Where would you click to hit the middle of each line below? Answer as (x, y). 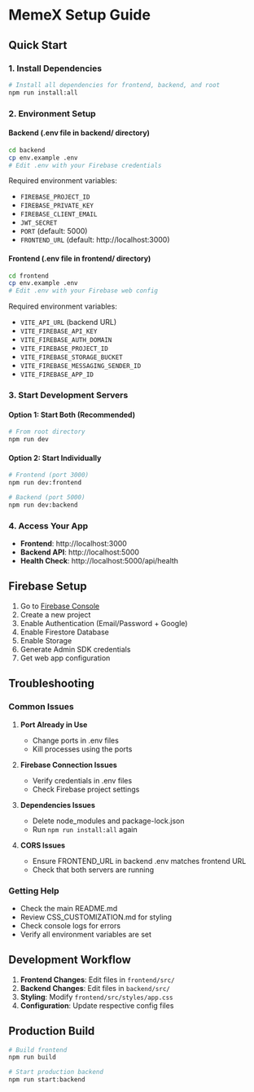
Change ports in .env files (76, 740)
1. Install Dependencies (55, 68)
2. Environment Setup (52, 113)
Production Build (52, 1031)
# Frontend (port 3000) (49, 475)
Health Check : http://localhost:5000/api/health (99, 561)
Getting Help (34, 891)
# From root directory (47, 432)
